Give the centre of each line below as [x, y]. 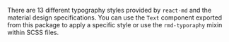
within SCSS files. [33, 32]
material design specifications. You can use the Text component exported [115, 17]
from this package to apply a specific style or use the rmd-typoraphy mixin [115, 25]
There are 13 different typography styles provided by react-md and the [110, 10]
